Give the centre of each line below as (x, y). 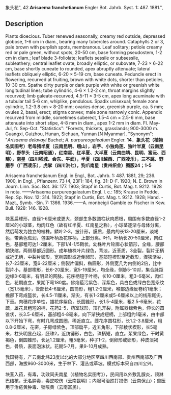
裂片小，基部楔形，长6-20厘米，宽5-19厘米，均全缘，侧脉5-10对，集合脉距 (84, 269)
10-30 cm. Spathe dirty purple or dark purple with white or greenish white (82, 85)
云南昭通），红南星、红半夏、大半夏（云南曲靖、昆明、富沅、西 (100, 153)
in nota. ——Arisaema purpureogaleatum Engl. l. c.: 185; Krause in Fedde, (82, 192)
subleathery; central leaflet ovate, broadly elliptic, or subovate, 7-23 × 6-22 (84, 63)
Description (24, 24)
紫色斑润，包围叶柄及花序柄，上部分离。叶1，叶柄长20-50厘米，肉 (89, 238)
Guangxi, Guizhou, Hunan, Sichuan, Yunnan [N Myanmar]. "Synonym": (79, 134)
